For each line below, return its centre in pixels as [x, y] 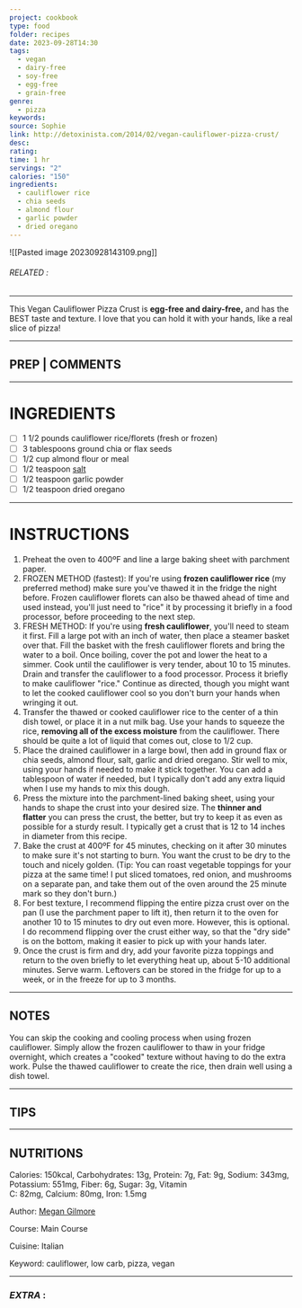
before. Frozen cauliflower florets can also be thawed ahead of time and [155, 597]
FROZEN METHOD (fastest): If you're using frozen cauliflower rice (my [154, 578]
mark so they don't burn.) [70, 893]
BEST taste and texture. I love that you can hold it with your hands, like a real [151, 318]
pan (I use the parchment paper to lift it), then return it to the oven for [150, 912]
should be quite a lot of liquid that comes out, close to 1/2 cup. [138, 740]
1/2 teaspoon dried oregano [74, 489]
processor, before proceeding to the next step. [109, 616]
